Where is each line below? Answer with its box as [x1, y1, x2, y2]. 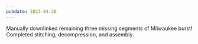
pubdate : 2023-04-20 [6, 8, 57, 15]
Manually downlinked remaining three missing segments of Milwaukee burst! [6, 25, 193, 32]
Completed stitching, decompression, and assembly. [6, 31, 134, 38]
